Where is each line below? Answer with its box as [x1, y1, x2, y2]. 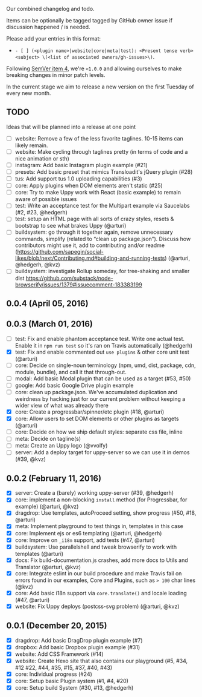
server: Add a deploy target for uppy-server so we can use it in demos [14, 449, 190, 456]
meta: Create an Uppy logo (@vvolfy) [14, 442, 108, 449]
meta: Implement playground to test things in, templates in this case [14, 523, 184, 530]
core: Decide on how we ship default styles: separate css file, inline [14, 428, 183, 435]
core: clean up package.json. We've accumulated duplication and [14, 389, 178, 396]
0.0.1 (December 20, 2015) [6, 621, 107, 631]
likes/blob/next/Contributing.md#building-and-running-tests [14, 254, 165, 262]
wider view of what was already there [14, 402, 109, 409]
